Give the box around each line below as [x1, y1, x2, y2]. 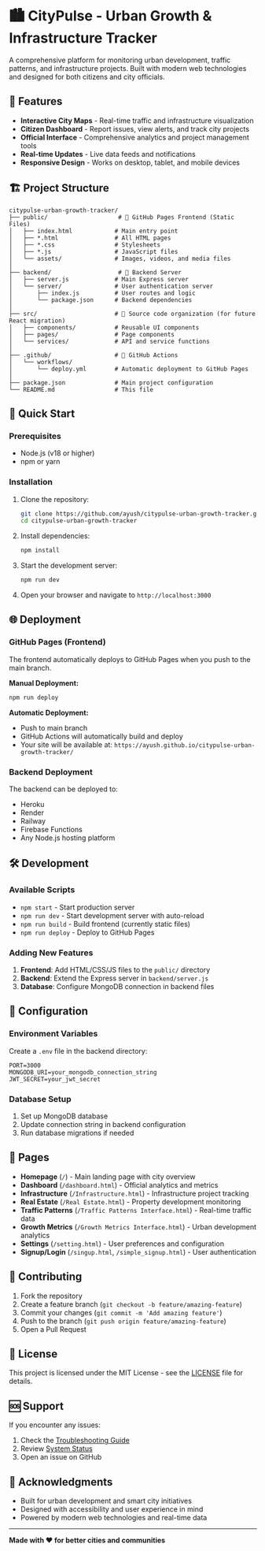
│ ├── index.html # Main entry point [9, 227, 179, 235]
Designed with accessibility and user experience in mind [20, 1504, 204, 1514]
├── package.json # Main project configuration [9, 378, 214, 387]
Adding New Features [9, 947, 94, 958]
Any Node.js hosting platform [20, 833, 116, 842]
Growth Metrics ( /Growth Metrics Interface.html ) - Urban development [20, 1222, 257, 1231]
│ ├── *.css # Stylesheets [9, 240, 160, 249]
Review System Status [20, 1444, 93, 1453]
